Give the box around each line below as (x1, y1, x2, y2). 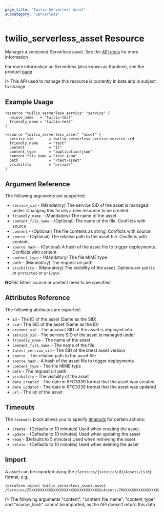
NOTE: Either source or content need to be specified (5, 280, 111, 286)
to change (5, 84, 25, 90)
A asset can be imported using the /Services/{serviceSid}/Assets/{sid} (5, 468, 152, 474)
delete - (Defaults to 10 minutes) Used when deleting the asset (12, 441, 139, 447)
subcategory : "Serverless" (5, 12, 60, 17)
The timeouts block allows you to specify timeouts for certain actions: (5, 416, 145, 422)
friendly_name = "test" (9, 141, 67, 146)
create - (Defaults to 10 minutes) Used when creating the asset (12, 426, 139, 432)
